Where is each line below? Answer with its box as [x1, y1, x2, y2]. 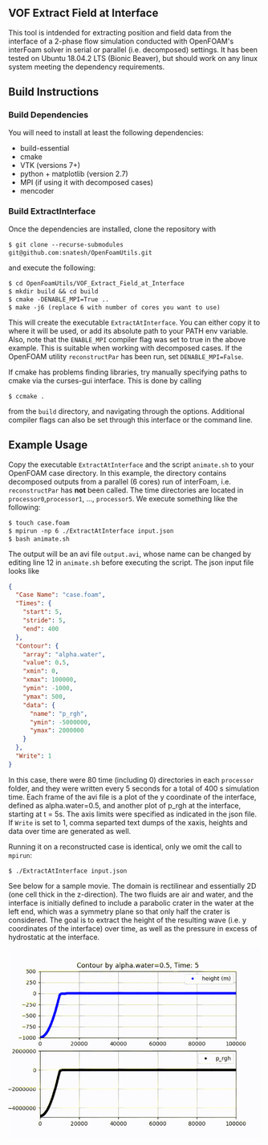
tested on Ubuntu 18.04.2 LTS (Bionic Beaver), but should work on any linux [8, 53, 258, 63]
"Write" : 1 [15, 752, 52, 760]
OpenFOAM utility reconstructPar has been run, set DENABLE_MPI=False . [8, 351, 244, 361]
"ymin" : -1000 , [22, 685, 74, 693]
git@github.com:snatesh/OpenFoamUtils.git [8, 248, 152, 256]
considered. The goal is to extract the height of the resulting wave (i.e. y [8, 915, 247, 925]
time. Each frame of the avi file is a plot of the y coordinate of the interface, [8, 791, 257, 802]
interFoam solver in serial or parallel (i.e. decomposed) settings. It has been [8, 44, 258, 55]
